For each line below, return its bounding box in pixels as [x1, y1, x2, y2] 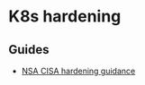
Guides [8, 42, 50, 57]
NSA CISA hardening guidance [21, 65, 136, 76]
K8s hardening [8, 6, 122, 27]
